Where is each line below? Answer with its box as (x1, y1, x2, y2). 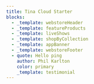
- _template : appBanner (11, 42, 70, 48)
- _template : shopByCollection (11, 36, 89, 42)
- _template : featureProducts (11, 25, 86, 31)
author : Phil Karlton (17, 58, 70, 64)
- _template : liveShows (11, 31, 70, 37)
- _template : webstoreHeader (11, 20, 83, 25)
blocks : (6, 14, 25, 20)
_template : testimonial (17, 69, 76, 75)
